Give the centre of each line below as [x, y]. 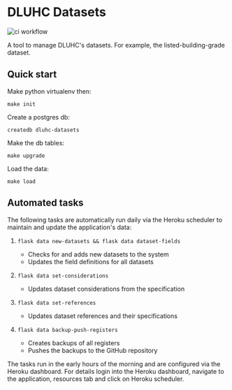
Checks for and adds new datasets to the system [98, 254]
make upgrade [26, 156]
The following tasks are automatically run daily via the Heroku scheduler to [115, 219]
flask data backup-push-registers [67, 330]
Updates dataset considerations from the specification [106, 289]
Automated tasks [45, 203]
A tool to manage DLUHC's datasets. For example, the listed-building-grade [116, 45]
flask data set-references [57, 303]
